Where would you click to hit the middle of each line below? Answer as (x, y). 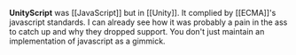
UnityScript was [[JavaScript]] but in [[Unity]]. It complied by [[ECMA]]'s (143, 13)
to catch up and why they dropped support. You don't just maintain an (137, 31)
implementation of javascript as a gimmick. (87, 41)
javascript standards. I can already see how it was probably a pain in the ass (148, 22)
